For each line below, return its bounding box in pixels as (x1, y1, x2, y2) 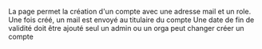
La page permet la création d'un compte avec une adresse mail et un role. (8, 7, 252, 16)
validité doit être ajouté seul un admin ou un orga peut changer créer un (8, 24, 245, 32)
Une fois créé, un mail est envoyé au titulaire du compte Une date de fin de (8, 15, 255, 24)
